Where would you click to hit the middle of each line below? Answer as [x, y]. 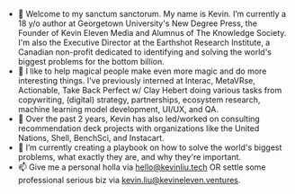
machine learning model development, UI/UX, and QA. [118, 109]
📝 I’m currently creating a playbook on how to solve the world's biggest [150, 147]
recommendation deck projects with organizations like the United [139, 128]
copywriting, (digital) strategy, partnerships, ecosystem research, [139, 100]
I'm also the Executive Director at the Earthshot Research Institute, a [144, 42]
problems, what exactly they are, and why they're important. [129, 157]
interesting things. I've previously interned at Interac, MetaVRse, [137, 80]
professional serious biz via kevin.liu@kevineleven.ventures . [129, 180]
